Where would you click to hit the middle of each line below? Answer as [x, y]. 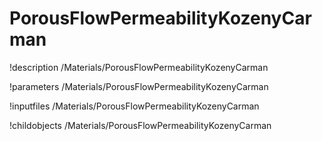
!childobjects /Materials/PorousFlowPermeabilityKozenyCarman [140, 125]
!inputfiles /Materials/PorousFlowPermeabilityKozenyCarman [134, 106]
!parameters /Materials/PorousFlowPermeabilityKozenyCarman [139, 86]
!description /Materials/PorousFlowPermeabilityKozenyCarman [139, 67]
